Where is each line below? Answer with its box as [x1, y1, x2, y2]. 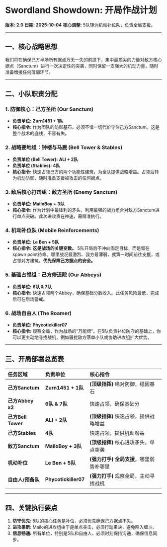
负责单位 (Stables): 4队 [12, 162, 61, 168]
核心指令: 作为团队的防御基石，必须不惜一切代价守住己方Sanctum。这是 [12, 124, 160, 130]
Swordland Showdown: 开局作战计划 [5, 4, 158, 16]
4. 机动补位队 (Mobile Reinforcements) [5, 227, 99, 234]
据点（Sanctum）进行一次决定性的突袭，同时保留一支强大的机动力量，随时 [5, 63, 159, 69]
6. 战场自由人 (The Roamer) [5, 310, 72, 316]
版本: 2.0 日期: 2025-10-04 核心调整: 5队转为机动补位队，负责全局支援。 [5, 22, 156, 28]
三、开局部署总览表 [5, 355, 64, 363]
